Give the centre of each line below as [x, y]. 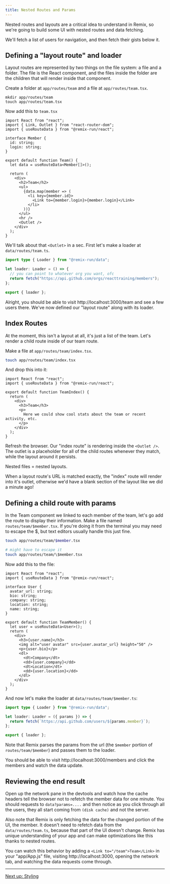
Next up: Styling [22, 876]
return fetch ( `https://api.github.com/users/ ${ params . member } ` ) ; [80, 721]
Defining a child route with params [61, 503]
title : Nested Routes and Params [40, 10]
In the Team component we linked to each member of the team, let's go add [84, 515]
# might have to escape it [34, 550]
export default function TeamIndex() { [47, 392]
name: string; [25, 609]
